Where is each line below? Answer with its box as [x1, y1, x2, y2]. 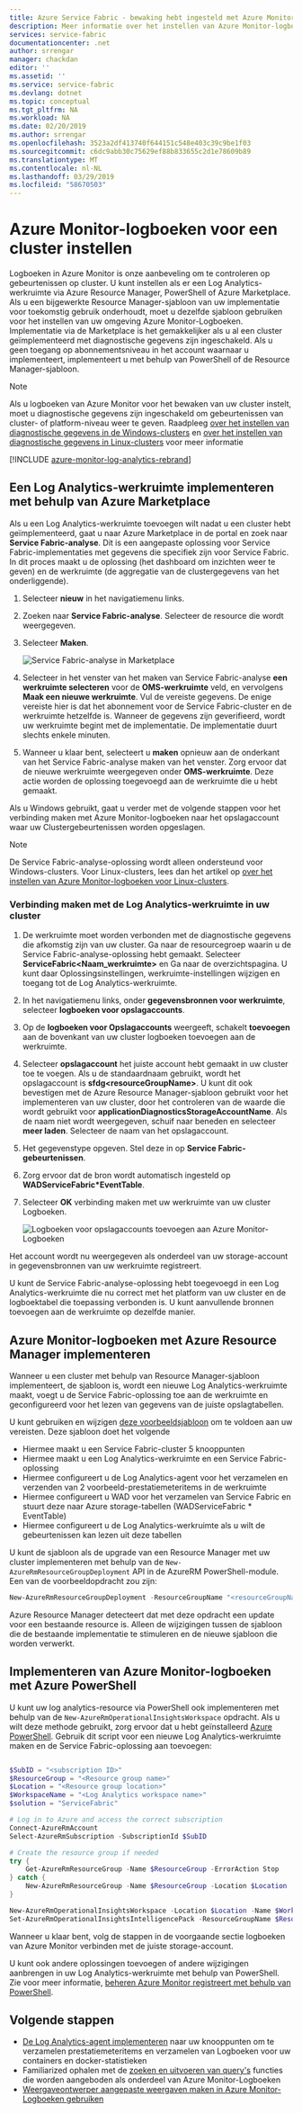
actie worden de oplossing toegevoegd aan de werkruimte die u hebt [22, 775, 279, 786]
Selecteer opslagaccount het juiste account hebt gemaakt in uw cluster [22, 1059, 289, 1070]
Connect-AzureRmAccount [9, 1823, 99, 1832]
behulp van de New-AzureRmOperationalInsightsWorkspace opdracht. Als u [9, 1711, 280, 1723]
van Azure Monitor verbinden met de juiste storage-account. [9, 1940, 234, 1951]
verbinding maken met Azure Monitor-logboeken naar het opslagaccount [9, 811, 280, 823]
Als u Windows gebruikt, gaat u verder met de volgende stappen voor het [9, 802, 281, 813]
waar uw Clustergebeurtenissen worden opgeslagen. [9, 821, 206, 832]
